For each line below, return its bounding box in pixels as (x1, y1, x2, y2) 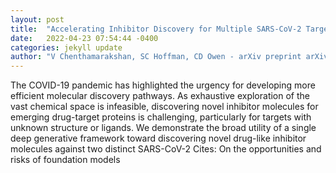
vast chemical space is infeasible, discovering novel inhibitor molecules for (10, 101, 319, 113)
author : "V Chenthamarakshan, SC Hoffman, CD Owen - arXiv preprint (10, 52, 302, 62)
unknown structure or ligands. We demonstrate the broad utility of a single (10, 122, 317, 134)
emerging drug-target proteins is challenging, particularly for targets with (10, 111, 312, 123)
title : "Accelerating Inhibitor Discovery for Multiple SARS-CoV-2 (10, 24, 302, 34)
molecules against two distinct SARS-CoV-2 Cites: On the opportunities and (10, 143, 322, 155)
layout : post (10, 14, 65, 25)
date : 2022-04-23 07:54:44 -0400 (10, 33, 159, 43)
